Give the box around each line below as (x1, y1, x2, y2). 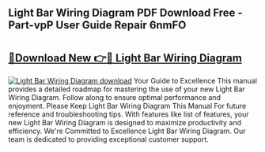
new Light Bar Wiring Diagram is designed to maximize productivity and (8, 118, 241, 127)
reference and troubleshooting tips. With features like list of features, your (8, 109, 249, 119)
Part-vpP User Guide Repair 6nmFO (8, 19, 187, 32)
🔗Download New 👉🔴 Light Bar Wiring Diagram (8, 51, 243, 65)
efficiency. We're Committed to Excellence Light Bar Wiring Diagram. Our (8, 126, 246, 135)
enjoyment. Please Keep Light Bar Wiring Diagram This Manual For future (8, 102, 247, 110)
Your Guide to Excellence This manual (133, 76, 257, 85)
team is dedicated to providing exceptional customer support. (8, 135, 210, 144)
